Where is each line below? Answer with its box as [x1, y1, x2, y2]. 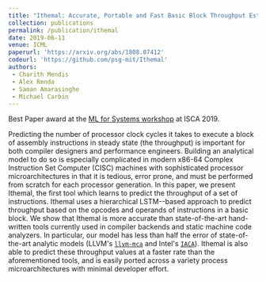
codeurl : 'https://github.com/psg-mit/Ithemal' [8, 56, 169, 64]
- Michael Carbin [11, 93, 69, 101]
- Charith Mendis [11, 70, 69, 78]
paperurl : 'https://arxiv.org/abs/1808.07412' [8, 48, 165, 56]
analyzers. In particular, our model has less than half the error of [8, 230, 218, 240]
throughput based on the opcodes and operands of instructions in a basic [8, 205, 249, 215]
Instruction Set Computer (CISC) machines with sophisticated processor [8, 163, 244, 173]
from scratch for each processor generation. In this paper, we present [8, 180, 236, 190]
